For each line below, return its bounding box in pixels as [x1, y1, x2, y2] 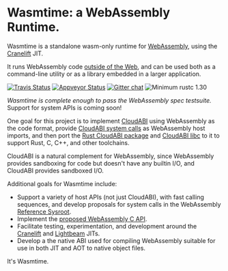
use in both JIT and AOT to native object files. [16, 244, 145, 252]
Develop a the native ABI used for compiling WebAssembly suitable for [16, 236, 216, 244]
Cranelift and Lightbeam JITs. [16, 229, 100, 237]
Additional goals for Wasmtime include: [7, 179, 117, 188]
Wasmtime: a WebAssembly [7, 5, 171, 21]
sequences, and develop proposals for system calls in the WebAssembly [16, 200, 221, 208]
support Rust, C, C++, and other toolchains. [7, 138, 130, 146]
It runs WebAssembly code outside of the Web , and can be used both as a [7, 62, 216, 70]
